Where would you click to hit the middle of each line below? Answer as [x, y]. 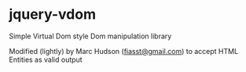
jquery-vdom [53, 14]
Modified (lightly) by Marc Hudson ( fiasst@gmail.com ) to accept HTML [124, 51]
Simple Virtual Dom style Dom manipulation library [90, 36]
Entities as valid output [46, 59]
